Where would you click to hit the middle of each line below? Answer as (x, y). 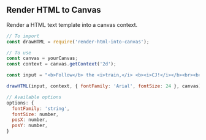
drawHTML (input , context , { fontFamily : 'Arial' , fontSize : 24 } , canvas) (104, 86)
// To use (19, 53)
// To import (23, 36)
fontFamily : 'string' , (41, 109)
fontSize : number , (36, 114)
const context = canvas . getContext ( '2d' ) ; (61, 64)
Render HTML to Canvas (54, 10)
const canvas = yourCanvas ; (42, 58)
